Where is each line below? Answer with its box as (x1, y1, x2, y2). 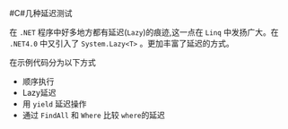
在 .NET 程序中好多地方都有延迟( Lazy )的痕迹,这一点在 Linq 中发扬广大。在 (9, 27, 279, 38)
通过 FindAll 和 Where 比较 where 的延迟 (22, 110, 166, 120)
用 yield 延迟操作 (22, 99, 87, 109)
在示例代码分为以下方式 (9, 57, 96, 67)
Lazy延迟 (22, 88, 57, 98)
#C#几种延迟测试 (9, 8, 73, 18)
